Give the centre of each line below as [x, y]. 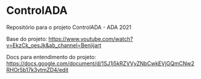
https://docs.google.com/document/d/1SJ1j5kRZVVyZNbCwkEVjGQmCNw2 [101, 63]
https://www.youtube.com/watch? [91, 39]
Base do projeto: [27, 39]
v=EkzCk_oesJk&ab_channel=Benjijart [54, 45]
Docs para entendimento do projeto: [51, 57]
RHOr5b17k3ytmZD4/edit [37, 69]
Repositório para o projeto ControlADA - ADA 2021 [69, 27]
